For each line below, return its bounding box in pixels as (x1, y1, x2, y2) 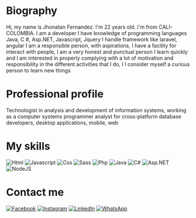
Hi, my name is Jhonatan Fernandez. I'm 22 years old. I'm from (6, 23, 158, 30)
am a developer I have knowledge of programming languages (39, 29, 187, 36)
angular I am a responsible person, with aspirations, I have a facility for (6, 42, 177, 49)
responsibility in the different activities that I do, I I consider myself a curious (6, 60, 190, 68)
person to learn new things (6, 67, 71, 74)
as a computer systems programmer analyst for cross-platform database (6, 113, 182, 120)
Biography (6, 4, 57, 18)
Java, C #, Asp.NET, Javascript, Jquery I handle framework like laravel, (6, 36, 177, 43)
